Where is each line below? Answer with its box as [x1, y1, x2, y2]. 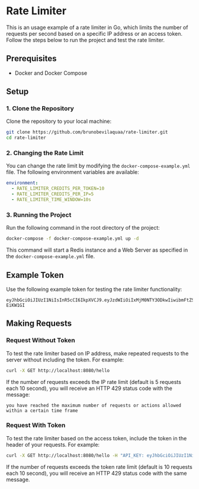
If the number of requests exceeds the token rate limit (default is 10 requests [6, 463, 192, 470]
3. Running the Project [6, 211, 72, 219]
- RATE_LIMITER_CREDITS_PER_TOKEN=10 [11, 186, 105, 192]
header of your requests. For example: [6, 441, 99, 448]
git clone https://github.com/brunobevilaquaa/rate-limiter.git [6, 129, 168, 135]
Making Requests [6, 319, 72, 329]
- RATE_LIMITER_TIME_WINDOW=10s [11, 197, 92, 203]
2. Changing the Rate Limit [6, 149, 84, 157]
